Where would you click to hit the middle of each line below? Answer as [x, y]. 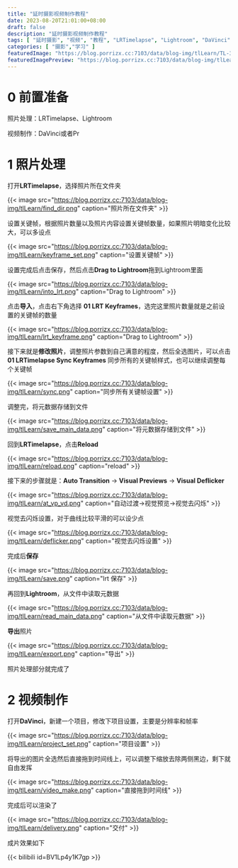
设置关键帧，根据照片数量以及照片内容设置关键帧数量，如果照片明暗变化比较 [119, 223]
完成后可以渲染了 [32, 805]
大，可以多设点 [29, 232]
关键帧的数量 [38, 315]
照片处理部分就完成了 [38, 669]
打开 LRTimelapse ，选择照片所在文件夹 [64, 186]
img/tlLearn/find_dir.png [42, 208]
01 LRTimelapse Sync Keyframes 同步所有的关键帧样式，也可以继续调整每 [117, 360]
